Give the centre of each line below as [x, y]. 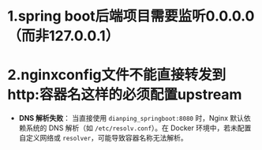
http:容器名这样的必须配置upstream [125, 95]
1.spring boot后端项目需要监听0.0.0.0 [131, 16]
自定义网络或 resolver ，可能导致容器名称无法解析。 [103, 138]
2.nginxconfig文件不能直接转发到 [117, 75]
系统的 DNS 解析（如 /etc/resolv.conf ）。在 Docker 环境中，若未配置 [138, 128]
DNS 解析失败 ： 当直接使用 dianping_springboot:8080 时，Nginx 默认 [131, 118]
